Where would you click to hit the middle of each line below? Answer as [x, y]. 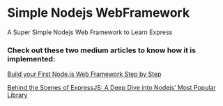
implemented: [31, 59]
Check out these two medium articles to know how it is [102, 50]
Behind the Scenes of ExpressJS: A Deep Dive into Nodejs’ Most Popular [111, 88]
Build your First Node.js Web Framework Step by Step [84, 74]
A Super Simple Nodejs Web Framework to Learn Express [90, 32]
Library [17, 95]
